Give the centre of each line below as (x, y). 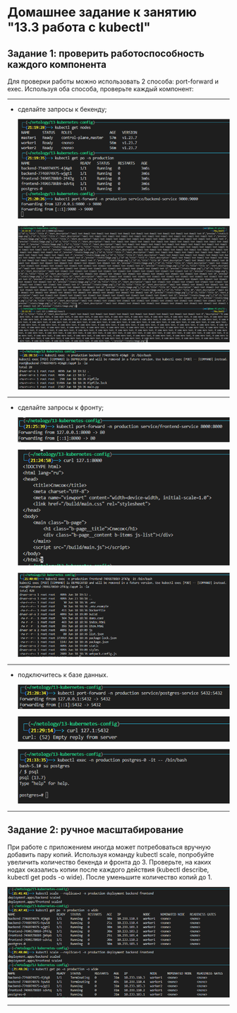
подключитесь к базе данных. (63, 674)
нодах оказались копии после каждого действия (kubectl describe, (108, 869)
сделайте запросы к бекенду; (62, 109)
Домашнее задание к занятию (102, 12)
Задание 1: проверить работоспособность (106, 53)
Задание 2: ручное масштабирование (96, 830)
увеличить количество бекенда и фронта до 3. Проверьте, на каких (109, 862)
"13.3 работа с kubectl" (79, 27)
